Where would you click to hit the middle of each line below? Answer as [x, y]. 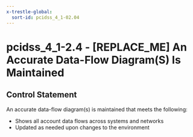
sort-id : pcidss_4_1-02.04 [46, 17]
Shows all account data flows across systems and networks [89, 121]
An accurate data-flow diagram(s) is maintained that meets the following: [97, 109]
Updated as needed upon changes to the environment [82, 127]
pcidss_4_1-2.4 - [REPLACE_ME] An [96, 47]
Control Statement [42, 95]
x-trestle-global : [29, 12]
